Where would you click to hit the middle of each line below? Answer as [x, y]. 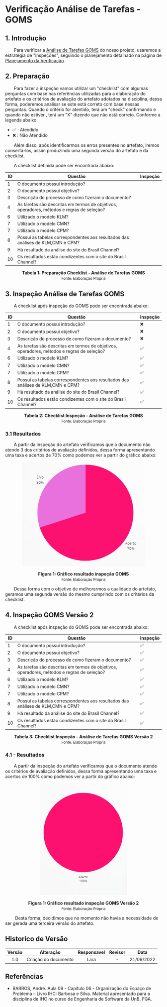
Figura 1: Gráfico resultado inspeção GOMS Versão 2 [83, 903]
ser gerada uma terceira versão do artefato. [50, 923]
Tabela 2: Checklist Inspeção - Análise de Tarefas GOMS [83, 415]
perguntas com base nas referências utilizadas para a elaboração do [75, 94]
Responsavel [91, 952]
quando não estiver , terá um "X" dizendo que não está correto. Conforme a [83, 114]
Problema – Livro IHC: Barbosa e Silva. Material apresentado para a [81, 994]
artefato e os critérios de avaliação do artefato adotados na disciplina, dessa [83, 99]
